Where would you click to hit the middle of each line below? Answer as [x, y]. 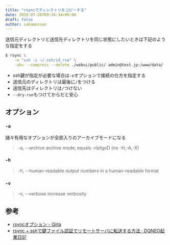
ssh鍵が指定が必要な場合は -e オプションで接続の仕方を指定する [79, 75]
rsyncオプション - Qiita [37, 224]
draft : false [19, 19]
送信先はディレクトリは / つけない [47, 88]
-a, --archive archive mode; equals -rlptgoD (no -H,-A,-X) [78, 148]
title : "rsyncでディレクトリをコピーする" [46, 10]
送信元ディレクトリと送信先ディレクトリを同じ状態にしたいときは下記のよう [86, 39]
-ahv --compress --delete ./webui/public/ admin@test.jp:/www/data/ [89, 65]
